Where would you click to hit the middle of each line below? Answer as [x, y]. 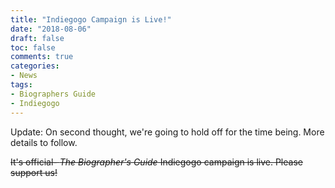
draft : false [37, 38]
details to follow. [44, 142]
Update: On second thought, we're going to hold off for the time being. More [167, 132]
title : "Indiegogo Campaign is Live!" [91, 19]
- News [24, 76]
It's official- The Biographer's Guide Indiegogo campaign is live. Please [156, 162]
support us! [34, 172]
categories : [35, 66]
